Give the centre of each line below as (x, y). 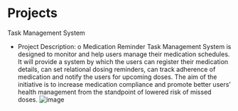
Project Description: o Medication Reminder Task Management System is (124, 46)
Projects (33, 13)
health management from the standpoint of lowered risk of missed (114, 92)
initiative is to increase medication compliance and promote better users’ (124, 84)
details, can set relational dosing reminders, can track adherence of (117, 69)
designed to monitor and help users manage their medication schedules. (124, 54)
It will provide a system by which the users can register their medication (123, 61)
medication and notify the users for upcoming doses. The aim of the (117, 77)
